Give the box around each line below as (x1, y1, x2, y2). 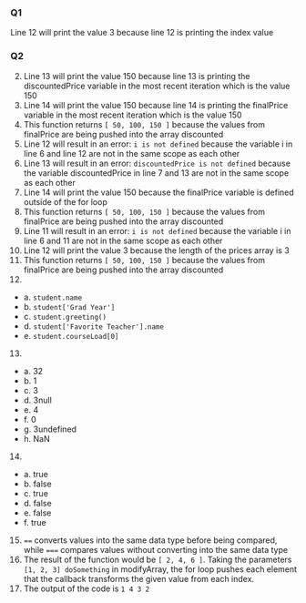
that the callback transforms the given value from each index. (23, 573, 254, 584)
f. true (23, 516, 46, 527)
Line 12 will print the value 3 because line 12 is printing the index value (10, 27, 274, 38)
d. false (23, 497, 53, 508)
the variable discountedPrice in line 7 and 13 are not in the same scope (23, 167, 290, 179)
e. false (23, 507, 52, 518)
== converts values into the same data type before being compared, (23, 535, 278, 546)
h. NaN (23, 433, 51, 444)
